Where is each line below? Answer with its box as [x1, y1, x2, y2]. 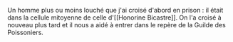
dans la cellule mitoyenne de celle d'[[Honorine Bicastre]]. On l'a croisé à [7, 13, 222, 22]
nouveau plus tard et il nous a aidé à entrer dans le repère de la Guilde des [7, 21, 226, 29]
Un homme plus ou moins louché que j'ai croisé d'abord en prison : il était [7, 6, 224, 14]
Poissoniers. [7, 28, 44, 36]
